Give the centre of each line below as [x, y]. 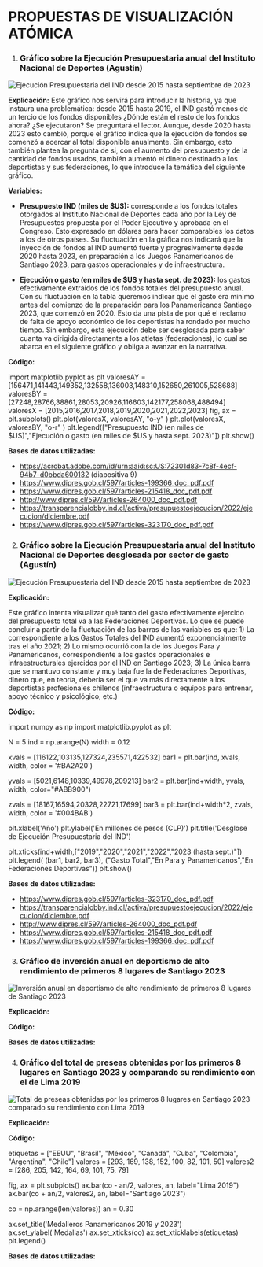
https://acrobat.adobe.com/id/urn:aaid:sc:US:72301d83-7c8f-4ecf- [128, 466]
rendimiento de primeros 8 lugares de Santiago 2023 [122, 970]
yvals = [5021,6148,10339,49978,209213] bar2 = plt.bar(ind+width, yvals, [127, 781]
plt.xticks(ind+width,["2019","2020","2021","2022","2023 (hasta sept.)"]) [125, 851]
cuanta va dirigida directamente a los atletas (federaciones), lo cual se [133, 338]
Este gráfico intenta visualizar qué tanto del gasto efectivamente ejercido [126, 612]
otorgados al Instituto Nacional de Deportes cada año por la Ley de [128, 214]
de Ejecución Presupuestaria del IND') [70, 836]
